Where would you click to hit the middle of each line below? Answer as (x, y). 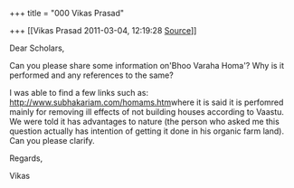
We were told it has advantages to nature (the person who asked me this (145, 122)
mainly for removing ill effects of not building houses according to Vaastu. (147, 112)
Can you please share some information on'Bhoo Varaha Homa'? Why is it (147, 66)
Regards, (26, 158)
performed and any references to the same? (91, 75)
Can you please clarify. (52, 141)
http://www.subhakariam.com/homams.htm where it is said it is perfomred (147, 102)
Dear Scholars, (37, 48)
